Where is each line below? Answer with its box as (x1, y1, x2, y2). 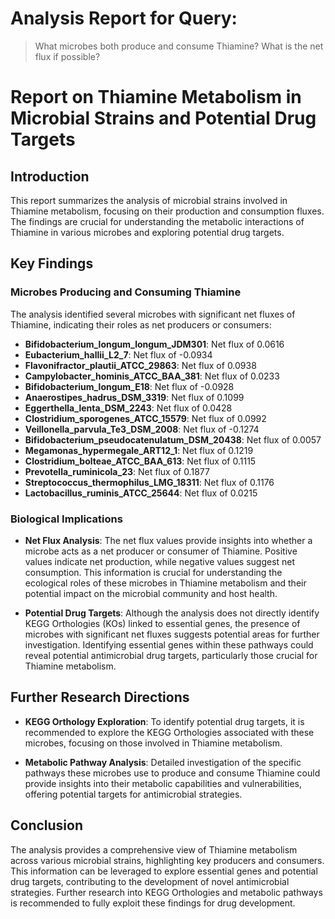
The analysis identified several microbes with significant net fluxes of (10, 308, 296, 320)
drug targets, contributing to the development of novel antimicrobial (10, 875, 290, 887)
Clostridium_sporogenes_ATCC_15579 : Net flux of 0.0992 (24, 412, 267, 424)
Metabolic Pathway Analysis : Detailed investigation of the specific (24, 756, 302, 768)
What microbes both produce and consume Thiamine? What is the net (34, 40, 324, 52)
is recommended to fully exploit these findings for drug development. (10, 897, 296, 909)
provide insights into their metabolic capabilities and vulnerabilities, (24, 777, 303, 789)
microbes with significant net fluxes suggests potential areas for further (24, 628, 320, 640)
